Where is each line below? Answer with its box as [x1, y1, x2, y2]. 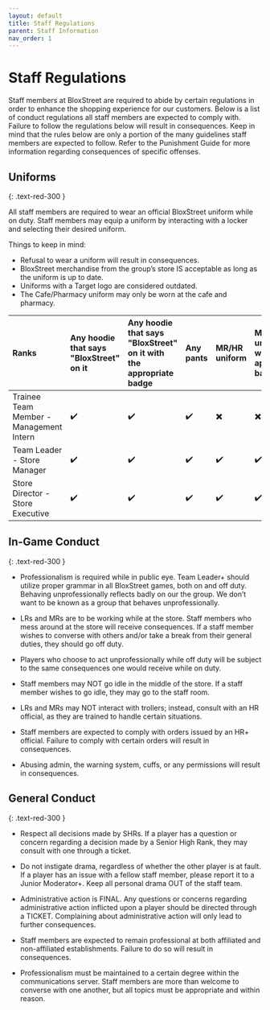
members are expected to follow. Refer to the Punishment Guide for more [8, 138, 251, 148]
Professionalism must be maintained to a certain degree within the [19, 967, 239, 978]
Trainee [12, 391, 42, 402]
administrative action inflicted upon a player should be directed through [19, 902, 257, 912]
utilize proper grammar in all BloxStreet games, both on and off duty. [19, 580, 247, 590]
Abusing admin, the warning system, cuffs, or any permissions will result [19, 760, 261, 769]
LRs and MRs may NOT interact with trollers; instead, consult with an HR [19, 703, 260, 712]
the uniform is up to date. [19, 273, 104, 282]
